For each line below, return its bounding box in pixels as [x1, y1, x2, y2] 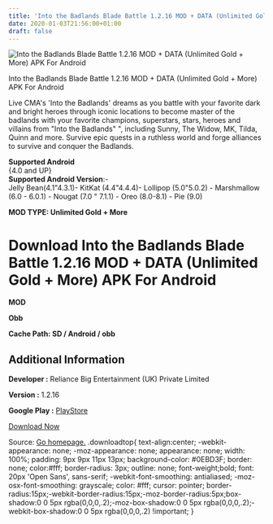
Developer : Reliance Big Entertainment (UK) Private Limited [8, 374, 210, 384]
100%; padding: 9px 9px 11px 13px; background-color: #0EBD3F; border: [8, 455, 253, 465]
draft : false [8, 27, 53, 35]
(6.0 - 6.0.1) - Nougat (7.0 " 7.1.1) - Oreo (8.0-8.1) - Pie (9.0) [8, 192, 203, 202]
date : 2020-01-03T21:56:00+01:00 [8, 20, 122, 28]
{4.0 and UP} [8, 166, 52, 176]
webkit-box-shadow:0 [8, 506, 83, 517]
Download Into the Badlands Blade [8, 236, 245, 255]
